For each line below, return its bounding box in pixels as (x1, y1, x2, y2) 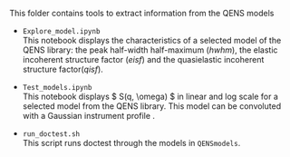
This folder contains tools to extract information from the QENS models (9, 8, 275, 18)
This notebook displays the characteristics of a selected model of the (22, 35, 282, 45)
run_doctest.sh (22, 130, 81, 139)
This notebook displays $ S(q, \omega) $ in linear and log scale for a (22, 91, 279, 102)
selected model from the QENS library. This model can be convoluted (22, 101, 282, 112)
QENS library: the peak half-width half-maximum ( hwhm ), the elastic (22, 44, 278, 55)
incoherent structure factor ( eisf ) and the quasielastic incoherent (22, 54, 265, 64)
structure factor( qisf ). (22, 64, 104, 74)
